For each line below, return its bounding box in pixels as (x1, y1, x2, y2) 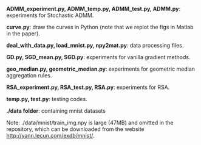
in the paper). (6, 30, 41, 37)
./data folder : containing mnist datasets (6, 107, 106, 115)
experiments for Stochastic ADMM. (6, 12, 94, 19)
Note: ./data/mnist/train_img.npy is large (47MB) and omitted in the (6, 119, 174, 126)
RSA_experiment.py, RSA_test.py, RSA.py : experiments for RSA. (6, 83, 170, 91)
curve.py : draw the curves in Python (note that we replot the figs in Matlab (6, 24, 194, 30)
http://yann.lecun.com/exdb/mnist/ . (6, 132, 95, 139)
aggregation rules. (6, 72, 52, 79)
